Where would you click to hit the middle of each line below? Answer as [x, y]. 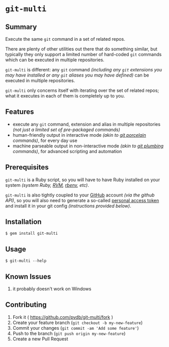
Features [20, 112]
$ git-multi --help [26, 261]
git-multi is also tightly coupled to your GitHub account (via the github [80, 195]
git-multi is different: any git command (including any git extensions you [84, 70]
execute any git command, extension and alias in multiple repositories [87, 124]
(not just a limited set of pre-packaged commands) [66, 130]
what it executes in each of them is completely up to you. [65, 96]
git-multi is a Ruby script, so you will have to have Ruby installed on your [83, 180]
